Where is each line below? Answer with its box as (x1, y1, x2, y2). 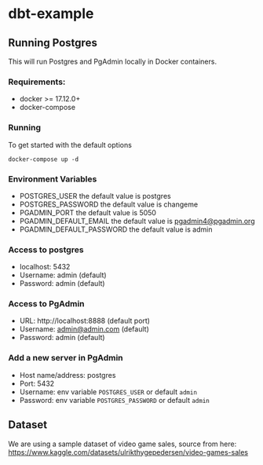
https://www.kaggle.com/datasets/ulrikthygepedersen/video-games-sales (8, 447, 249, 456)
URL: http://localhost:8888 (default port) (19, 316, 151, 326)
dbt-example (8, 5, 94, 23)
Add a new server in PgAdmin (8, 353, 123, 364)
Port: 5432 (19, 379, 55, 388)
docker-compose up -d (8, 155, 79, 163)
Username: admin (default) (19, 270, 108, 280)
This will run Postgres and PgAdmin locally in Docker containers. (8, 57, 217, 66)
